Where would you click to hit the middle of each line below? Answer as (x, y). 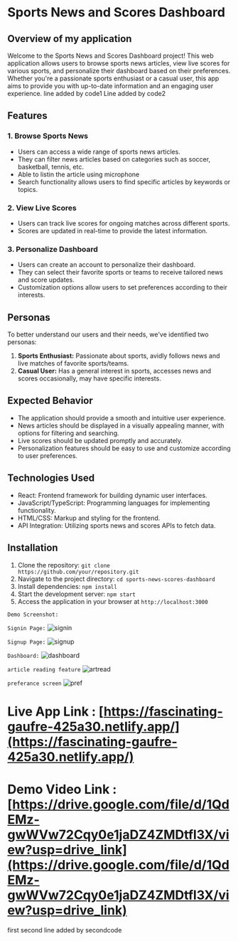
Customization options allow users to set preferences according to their (122, 287)
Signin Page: (27, 628)
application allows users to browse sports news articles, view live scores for (119, 63)
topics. (28, 189)
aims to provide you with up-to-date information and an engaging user (110, 86)
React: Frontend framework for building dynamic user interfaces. (112, 495)
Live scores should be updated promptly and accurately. (100, 440)
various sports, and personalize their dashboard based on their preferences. (119, 71)
